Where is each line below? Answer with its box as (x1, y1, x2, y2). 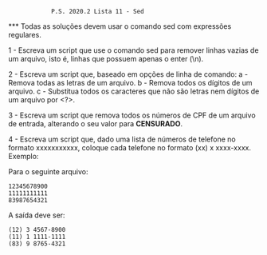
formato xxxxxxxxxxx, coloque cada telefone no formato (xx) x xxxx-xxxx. (8, 143, 251, 152)
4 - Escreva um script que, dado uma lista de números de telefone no (8, 134, 237, 144)
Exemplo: (8, 152, 39, 161)
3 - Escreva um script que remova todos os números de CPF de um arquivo (8, 110, 257, 120)
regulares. (8, 30, 41, 39)
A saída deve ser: (8, 210, 65, 220)
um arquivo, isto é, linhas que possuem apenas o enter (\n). (8, 54, 204, 63)
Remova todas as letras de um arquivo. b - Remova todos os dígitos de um (8, 78, 253, 87)
